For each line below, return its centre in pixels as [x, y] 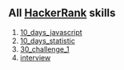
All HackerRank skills [62, 13]
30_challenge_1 [44, 49]
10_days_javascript [51, 32]
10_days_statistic [48, 41]
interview [35, 57]
